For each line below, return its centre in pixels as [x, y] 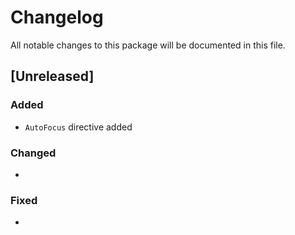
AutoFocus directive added [78, 127]
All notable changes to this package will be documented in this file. [148, 45]
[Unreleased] [52, 76]
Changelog [57, 17]
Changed [33, 153]
